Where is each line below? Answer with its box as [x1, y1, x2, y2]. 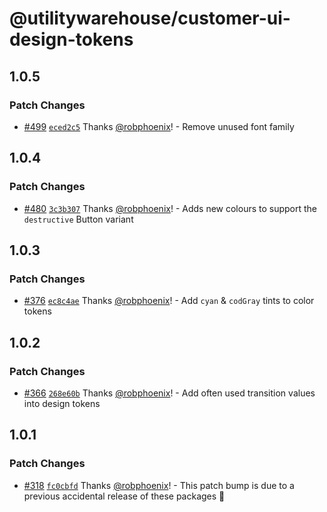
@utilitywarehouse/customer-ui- [9, 7, 291, 30]
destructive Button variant [23, 213, 134, 225]
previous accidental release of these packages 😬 [23, 490, 226, 502]
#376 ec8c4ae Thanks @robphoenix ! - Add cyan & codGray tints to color [23, 295, 315, 307]
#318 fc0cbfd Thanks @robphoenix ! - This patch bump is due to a [23, 479, 295, 491]
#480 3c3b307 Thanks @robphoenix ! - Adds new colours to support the [23, 202, 318, 214]
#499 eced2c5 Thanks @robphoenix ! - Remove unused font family [23, 120, 295, 132]
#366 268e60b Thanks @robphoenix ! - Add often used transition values [23, 387, 316, 399]
